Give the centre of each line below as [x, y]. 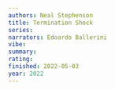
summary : [22, 52]
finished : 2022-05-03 [44, 67]
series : [21, 30]
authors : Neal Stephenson [50, 15]
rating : [21, 59]
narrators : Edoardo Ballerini [58, 37]
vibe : [17, 45]
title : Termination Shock [50, 23]
